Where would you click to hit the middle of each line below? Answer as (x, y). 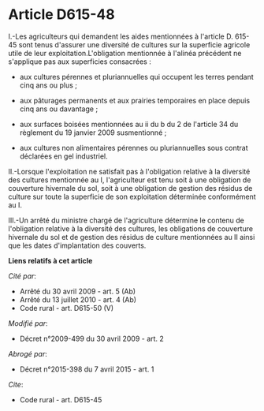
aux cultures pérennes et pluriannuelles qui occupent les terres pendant (136, 77)
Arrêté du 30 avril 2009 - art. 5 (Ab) (78, 291)
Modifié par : (28, 323)
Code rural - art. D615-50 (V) (67, 308)
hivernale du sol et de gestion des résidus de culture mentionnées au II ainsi (132, 237)
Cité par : (22, 276)
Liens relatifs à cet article (50, 260)
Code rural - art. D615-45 (61, 399)
